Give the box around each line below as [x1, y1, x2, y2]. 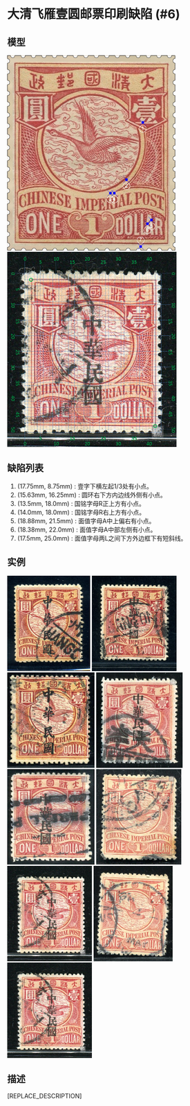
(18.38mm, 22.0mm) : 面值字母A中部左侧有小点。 [17, 525, 157, 534]
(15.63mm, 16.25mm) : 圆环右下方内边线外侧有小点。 [17, 491, 167, 499]
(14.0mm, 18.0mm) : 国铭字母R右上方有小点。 [17, 508, 146, 516]
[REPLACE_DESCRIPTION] [7, 1092, 82, 1100]
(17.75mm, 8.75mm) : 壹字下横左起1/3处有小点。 [17, 482, 153, 490]
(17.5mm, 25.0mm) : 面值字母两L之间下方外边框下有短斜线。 [17, 534, 187, 542]
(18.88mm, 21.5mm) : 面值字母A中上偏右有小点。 [17, 516, 155, 525]
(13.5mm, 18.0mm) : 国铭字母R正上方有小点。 [17, 499, 145, 507]
